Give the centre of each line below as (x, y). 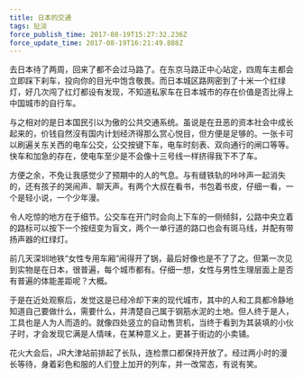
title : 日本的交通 (41, 18)
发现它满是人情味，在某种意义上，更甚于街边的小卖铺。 (151, 334)
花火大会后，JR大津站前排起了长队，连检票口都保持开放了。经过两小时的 (144, 353)
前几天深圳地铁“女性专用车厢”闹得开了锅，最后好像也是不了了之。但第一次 (147, 258)
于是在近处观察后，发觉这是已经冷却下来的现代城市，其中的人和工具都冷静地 (151, 300)
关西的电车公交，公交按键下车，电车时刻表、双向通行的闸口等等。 (171, 145)
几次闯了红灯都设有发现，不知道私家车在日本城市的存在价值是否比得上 (163, 92)
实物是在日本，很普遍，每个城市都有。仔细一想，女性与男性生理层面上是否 (155, 270)
